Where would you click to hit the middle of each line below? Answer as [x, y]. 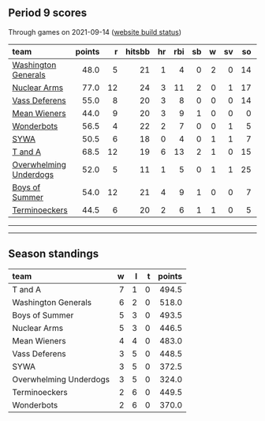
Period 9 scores [48, 13]
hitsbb [138, 51]
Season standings [54, 254]
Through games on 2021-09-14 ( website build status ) [95, 32]
